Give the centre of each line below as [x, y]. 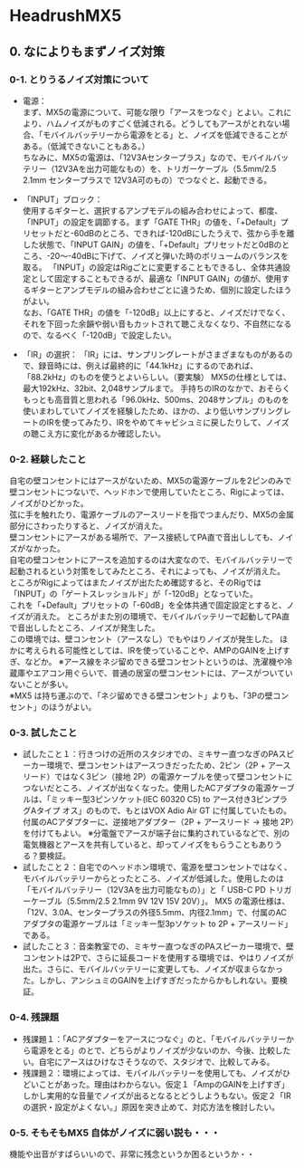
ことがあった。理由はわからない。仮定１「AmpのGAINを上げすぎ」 [164, 1084]
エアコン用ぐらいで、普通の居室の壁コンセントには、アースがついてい [163, 673]
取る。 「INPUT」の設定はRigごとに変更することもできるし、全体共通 [152, 267]
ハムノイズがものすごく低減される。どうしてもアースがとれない [164, 123]
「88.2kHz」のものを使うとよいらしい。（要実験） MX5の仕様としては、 [157, 377]
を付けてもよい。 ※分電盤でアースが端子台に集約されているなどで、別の [156, 833]
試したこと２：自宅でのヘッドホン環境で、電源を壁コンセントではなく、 [157, 867]
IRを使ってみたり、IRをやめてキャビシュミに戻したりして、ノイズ [168, 422]
